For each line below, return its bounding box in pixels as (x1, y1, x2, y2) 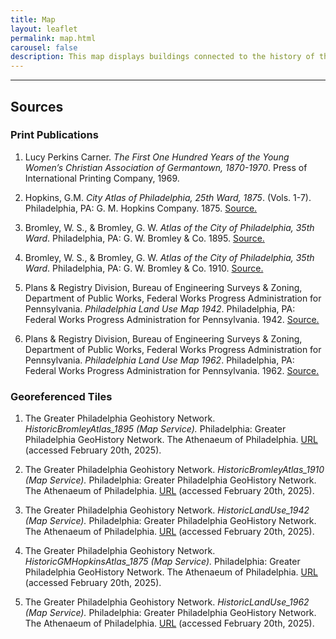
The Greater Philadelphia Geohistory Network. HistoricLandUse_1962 (24, 596, 310, 608)
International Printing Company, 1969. (24, 172, 180, 184)
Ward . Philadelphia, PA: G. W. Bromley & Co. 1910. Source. (24, 262, 264, 274)
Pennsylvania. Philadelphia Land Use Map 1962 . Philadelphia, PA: (24, 354, 295, 366)
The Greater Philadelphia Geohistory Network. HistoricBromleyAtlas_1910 (24, 464, 325, 476)
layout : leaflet (10, 24, 78, 34)
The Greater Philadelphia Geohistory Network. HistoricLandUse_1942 (24, 504, 310, 516)
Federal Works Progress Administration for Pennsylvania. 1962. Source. (24, 364, 320, 376)
